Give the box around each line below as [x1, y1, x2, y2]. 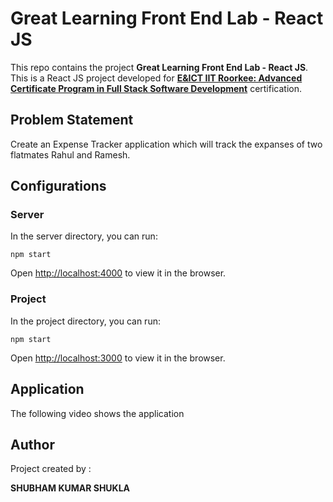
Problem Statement [10, 112, 134, 129]
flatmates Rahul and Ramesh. [10, 148, 131, 161]
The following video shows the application [10, 407, 185, 419]
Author [10, 436, 55, 453]
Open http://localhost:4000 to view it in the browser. [10, 267, 227, 279]
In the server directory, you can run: [10, 230, 158, 242]
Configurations [10, 178, 107, 195]
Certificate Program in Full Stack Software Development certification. [10, 82, 302, 94]
